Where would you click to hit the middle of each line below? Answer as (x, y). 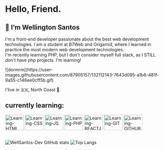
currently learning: (35, 105)
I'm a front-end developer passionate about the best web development (77, 39)
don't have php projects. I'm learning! (43, 60)
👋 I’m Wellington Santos (42, 27)
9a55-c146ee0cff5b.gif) (29, 80)
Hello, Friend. (33, 9)
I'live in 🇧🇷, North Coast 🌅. (33, 90)
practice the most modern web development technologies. (65, 50)
